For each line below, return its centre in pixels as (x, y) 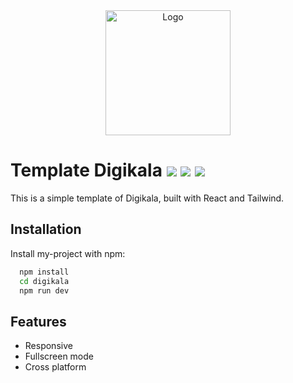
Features (38, 321)
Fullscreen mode (59, 356)
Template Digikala (86, 170)
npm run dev (44, 290)
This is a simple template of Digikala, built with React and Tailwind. (147, 198)
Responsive (48, 346)
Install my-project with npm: (68, 253)
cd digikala (44, 281)
